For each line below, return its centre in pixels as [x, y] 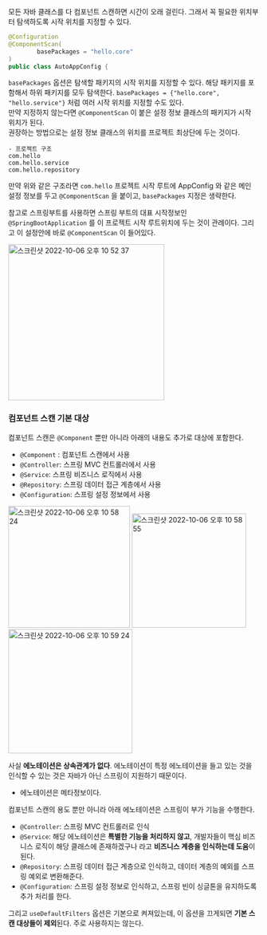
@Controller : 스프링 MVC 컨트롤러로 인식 [84, 826]
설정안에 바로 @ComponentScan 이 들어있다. [90, 233]
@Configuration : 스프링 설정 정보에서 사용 [85, 494]
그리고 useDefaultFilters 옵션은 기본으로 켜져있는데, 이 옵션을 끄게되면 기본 [128, 913]
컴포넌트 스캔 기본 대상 [49, 419]
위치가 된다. [27, 123]
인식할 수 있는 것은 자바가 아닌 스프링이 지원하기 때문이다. [98, 775]
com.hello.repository [44, 170]
